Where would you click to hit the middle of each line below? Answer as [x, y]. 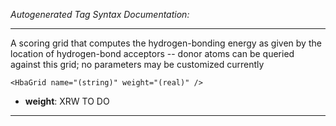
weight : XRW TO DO [67, 101]
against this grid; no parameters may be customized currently [137, 64]
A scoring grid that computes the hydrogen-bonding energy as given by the [166, 43]
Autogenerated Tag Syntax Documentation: [100, 14]
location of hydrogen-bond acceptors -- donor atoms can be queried [152, 53]
